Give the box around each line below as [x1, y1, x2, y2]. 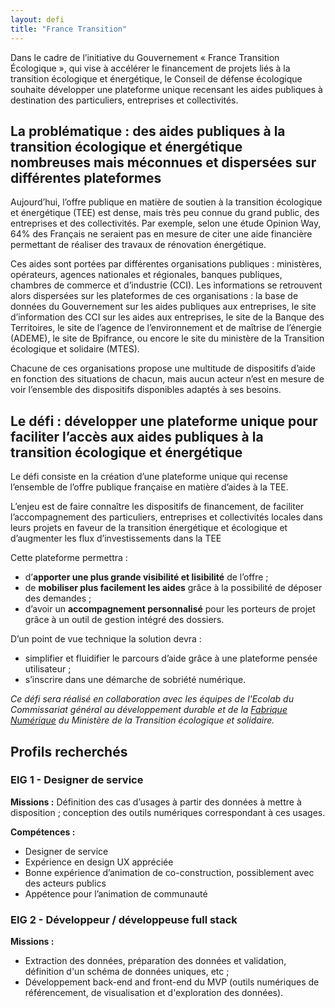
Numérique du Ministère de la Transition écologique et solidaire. [10, 714, 275, 726]
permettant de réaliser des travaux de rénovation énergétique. [10, 239, 267, 251]
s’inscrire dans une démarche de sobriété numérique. [24, 674, 247, 686]
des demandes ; [24, 592, 92, 605]
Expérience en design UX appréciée [24, 856, 174, 868]
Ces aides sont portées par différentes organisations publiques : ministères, [10, 258, 323, 270]
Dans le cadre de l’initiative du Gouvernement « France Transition [10, 51, 280, 63]
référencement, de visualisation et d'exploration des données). [24, 987, 284, 999]
